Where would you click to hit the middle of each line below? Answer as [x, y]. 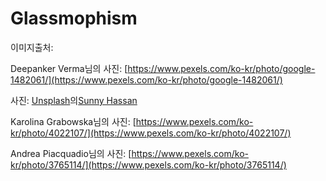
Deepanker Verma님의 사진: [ [69, 68]
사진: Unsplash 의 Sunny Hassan [74, 100]
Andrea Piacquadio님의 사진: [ [71, 153]
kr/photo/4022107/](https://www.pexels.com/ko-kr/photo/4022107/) [151, 133]
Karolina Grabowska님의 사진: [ [73, 121]
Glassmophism [74, 18]
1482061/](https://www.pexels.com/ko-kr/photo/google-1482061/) [146, 79]
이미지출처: [32, 47]
